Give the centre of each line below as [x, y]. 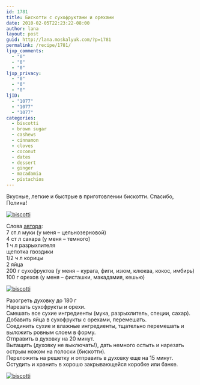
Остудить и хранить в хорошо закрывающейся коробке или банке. [92, 364]
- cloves [23, 146]
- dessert [24, 163]
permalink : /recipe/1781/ [38, 46]
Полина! [17, 202]
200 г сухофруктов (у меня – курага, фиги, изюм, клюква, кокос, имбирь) [101, 270]
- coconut [24, 151]
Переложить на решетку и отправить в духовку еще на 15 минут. [90, 357]
